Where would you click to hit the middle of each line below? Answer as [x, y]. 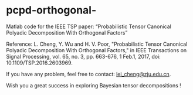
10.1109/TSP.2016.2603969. [40, 63]
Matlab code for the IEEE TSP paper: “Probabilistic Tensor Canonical [89, 26]
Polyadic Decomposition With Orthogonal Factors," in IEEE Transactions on [97, 50]
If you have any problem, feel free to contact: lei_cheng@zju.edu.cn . [89, 74]
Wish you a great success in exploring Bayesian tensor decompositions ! [94, 85]
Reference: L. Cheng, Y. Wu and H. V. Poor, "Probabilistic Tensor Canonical [97, 44]
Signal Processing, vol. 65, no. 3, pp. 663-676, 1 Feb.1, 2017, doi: [84, 56]
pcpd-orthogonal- [51, 10]
